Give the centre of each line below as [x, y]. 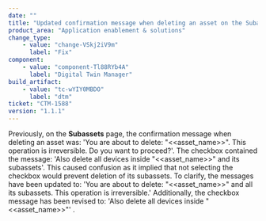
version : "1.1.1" [37, 112]
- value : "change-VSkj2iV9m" [70, 45]
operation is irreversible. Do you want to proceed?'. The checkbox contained [133, 151]
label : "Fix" [51, 52]
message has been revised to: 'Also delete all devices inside [106, 201]
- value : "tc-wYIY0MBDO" [63, 89]
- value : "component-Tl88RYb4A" [76, 67]
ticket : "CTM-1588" [40, 104]
